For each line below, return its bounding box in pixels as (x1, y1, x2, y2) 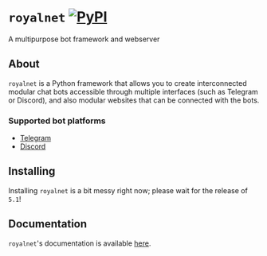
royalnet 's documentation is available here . (8, 239, 151, 248)
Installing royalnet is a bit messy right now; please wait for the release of (8, 185, 249, 195)
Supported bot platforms (8, 115, 106, 126)
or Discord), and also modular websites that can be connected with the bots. (8, 95, 260, 105)
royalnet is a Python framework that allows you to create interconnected (8, 78, 247, 87)
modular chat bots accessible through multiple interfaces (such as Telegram (8, 87, 259, 96)
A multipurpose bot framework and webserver (8, 34, 160, 44)
